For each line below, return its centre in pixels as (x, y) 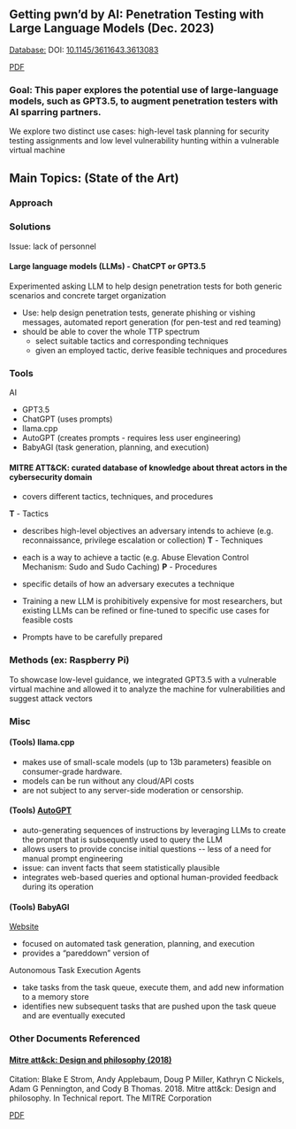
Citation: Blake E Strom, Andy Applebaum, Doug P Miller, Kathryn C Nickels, (147, 1079)
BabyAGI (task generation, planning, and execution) (115, 447)
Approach (31, 203)
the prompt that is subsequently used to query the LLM (122, 839)
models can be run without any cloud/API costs (108, 781)
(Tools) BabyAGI (39, 907)
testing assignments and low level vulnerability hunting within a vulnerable (144, 141)
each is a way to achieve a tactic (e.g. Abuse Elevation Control (135, 558)
